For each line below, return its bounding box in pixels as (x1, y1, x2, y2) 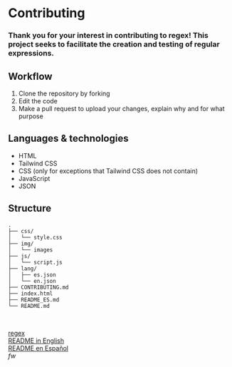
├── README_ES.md (8, 296, 60, 304)
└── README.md (8, 302, 51, 309)
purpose (18, 112, 43, 120)
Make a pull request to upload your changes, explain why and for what (18, 104, 225, 113)
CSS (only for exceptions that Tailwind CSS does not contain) (18, 166, 199, 175)
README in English (8, 336, 65, 345)
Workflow (8, 70, 53, 83)
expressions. (8, 48, 54, 58)
